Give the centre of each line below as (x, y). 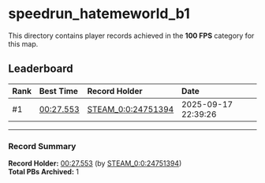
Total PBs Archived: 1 (43, 172)
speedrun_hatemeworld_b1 (99, 14)
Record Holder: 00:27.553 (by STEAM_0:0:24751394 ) (95, 163)
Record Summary (42, 146)
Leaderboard (41, 69)
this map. (23, 43)
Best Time (59, 91)
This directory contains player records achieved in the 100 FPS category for (131, 35)
